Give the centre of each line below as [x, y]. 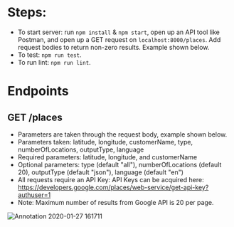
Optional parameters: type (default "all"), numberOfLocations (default [119, 164]
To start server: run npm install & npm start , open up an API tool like [119, 32]
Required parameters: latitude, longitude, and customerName [107, 157]
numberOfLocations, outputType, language [81, 149]
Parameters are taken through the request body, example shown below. [122, 134]
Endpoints [38, 91]
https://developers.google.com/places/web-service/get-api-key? [113, 187]
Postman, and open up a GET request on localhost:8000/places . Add [119, 39]
